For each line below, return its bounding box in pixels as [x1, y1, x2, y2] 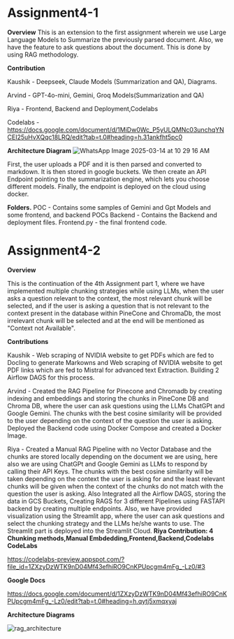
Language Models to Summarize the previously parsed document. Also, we [7, 35, 224, 43]
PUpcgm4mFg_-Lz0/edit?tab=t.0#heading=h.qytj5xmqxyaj [7, 596, 177, 605]
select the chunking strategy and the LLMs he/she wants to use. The [7, 519, 205, 527]
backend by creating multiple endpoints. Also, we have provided [7, 504, 192, 512]
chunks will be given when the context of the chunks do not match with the [7, 482, 224, 490]
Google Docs [7, 575, 45, 584]
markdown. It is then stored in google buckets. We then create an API [7, 167, 207, 175]
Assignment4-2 [7, 243, 101, 259]
